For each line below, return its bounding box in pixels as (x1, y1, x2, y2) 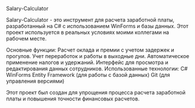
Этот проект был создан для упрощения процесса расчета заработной (6, 89, 186, 96)
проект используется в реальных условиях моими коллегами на (6, 29, 170, 36)
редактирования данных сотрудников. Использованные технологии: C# (6, 65, 188, 72)
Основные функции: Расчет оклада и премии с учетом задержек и (6, 46, 174, 53)
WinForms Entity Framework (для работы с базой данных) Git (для (6, 72, 170, 78)
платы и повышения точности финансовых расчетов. (6, 95, 140, 102)
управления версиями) (6, 77, 65, 85)
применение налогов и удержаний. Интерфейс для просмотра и (6, 59, 168, 66)
